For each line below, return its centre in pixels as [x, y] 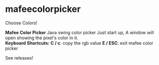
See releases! [19, 58]
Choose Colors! [21, 23]
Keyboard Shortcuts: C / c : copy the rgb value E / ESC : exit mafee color [79, 43]
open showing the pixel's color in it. [42, 38]
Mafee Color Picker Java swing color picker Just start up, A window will [79, 32]
